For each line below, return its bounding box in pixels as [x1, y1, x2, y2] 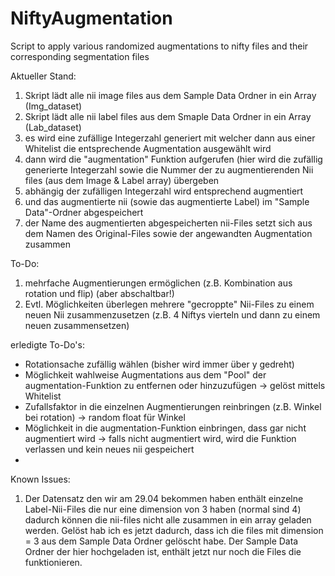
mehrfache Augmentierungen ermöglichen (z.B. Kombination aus [24, 277, 293, 289]
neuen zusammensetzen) [24, 319, 130, 331]
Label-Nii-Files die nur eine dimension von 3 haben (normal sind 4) [24, 503, 302, 515]
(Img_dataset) [24, 100, 83, 112]
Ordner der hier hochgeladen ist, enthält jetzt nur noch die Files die [24, 545, 302, 557]
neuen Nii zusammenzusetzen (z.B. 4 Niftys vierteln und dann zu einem [24, 308, 321, 321]
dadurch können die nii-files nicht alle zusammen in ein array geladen [24, 513, 312, 526]
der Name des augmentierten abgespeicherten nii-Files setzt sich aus [24, 217, 313, 229]
